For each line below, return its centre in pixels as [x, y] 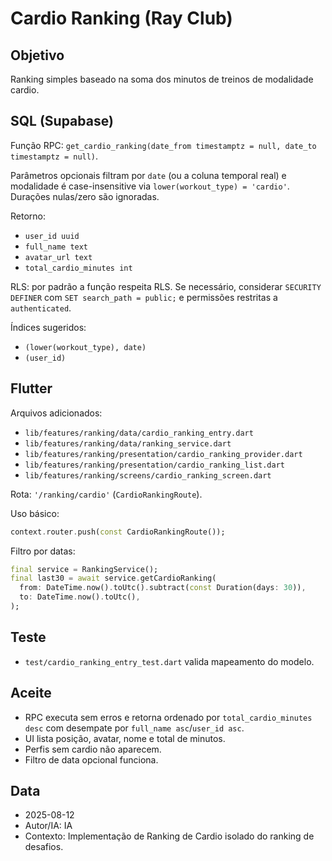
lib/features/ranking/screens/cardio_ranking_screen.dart [148, 475]
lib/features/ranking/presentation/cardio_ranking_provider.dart [163, 454]
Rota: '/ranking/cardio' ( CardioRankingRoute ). [106, 494]
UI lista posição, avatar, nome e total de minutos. [125, 738]
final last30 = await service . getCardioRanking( [113, 578]
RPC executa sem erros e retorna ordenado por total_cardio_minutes [168, 717]
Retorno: [28, 216]
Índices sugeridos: [48, 327]
